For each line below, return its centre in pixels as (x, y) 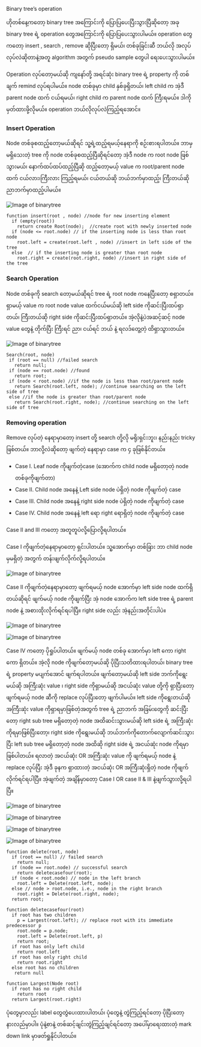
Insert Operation (31, 128)
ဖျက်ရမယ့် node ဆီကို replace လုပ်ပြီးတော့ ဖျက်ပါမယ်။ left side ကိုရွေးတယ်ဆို (98, 697)
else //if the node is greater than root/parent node (77, 397)
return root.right (40, 962)
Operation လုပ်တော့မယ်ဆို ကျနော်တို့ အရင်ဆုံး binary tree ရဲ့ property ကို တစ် (98, 74)
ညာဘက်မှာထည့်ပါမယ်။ (34, 190)
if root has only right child (49, 957)
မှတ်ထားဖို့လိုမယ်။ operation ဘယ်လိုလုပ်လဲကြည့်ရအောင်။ (73, 109)
